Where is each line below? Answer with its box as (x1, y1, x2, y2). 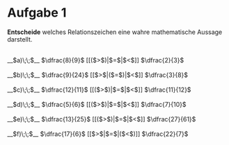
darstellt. (7, 35, 33, 43)
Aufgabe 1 (7, 5, 67, 21)
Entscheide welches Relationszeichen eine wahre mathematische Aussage (7, 28, 223, 36)
